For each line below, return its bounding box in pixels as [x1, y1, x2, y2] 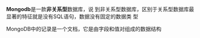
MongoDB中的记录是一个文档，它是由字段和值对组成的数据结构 [6, 26, 162, 32]
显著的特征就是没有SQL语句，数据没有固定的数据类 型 [6, 13, 139, 20]
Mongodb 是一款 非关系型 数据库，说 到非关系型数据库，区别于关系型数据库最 [6, 6, 195, 12]
